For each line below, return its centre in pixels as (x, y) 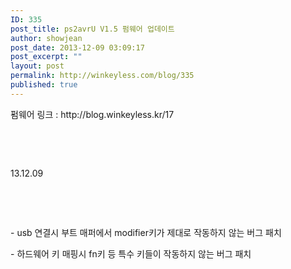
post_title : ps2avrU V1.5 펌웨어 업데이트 (92, 29)
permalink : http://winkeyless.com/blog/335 (102, 76)
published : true (44, 85)
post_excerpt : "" (46, 57)
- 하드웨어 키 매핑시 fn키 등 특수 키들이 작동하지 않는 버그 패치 (131, 253)
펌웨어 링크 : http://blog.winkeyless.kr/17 (92, 114)
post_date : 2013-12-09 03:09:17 (77, 47)
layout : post (37, 66)
